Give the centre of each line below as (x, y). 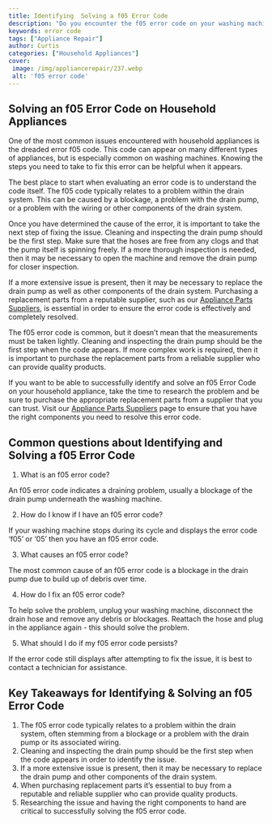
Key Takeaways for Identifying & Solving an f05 (130, 693)
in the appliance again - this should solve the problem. (99, 627)
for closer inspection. (44, 267)
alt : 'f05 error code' (50, 76)
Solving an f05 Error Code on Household (112, 109)
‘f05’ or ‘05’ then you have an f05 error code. (84, 539)
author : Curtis (34, 46)
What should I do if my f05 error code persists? (99, 643)
